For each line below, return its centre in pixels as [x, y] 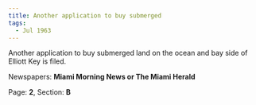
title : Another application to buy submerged [85, 16]
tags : [17, 23]
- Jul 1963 [33, 30]
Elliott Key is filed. [37, 61]
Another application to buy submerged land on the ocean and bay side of [128, 53]
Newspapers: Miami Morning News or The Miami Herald [102, 77]
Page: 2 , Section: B [40, 92]
